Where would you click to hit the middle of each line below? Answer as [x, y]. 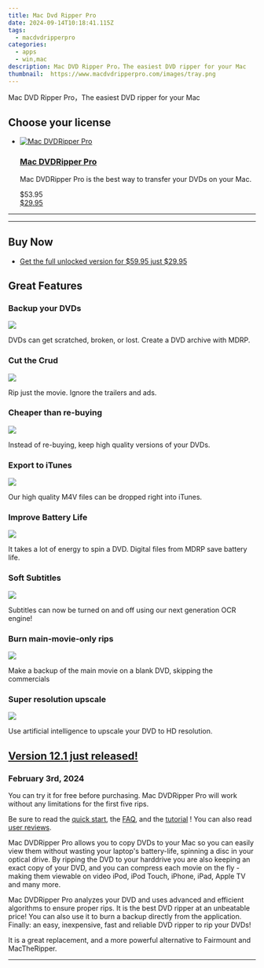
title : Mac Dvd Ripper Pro [52, 15]
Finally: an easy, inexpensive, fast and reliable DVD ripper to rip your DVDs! [130, 925]
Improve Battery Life [48, 518]
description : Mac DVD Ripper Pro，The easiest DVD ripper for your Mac [127, 67]
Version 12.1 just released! [73, 756]
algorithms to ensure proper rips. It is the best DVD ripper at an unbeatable [129, 908]
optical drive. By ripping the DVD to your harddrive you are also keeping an [129, 859]
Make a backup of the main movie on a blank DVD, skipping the [111, 671]
